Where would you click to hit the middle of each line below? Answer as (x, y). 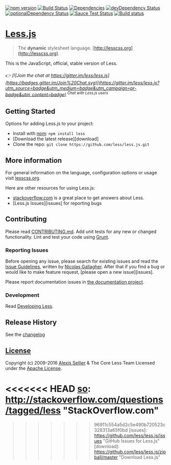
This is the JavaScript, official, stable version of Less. (61, 63)
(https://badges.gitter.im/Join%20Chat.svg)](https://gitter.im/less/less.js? (82, 83)
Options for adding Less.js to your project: (50, 124)
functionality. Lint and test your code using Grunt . (57, 237)
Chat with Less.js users (88, 93)
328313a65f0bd (111, 430)
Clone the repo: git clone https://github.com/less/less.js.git (81, 144)
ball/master (106, 457)
